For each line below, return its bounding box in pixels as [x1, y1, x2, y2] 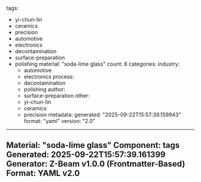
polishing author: [23, 86, 66, 92]
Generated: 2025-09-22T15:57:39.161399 [6, 150, 166, 160]
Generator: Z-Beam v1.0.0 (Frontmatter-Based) [6, 159, 185, 169]
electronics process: [23, 73, 75, 80]
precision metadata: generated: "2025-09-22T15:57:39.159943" [23, 111, 181, 118]
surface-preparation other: [23, 92, 90, 99]
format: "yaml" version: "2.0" [23, 118, 96, 124]
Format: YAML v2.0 [6, 168, 80, 178]
